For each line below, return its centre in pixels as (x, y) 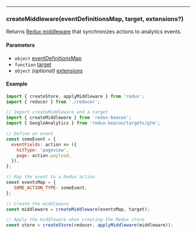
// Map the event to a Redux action (50, 177)
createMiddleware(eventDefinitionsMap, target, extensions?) (95, 19)
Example (17, 84)
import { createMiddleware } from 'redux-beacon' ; (69, 118)
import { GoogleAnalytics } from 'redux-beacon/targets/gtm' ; (83, 123)
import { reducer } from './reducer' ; (53, 102)
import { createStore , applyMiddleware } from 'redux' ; (75, 96)
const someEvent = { (31, 139)
